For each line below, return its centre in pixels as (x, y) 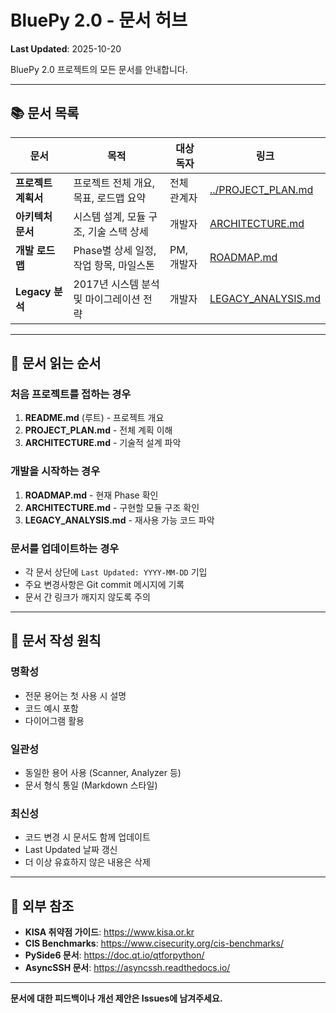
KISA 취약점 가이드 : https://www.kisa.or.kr (109, 932)
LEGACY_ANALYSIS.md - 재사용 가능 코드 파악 (119, 520)
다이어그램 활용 (54, 720)
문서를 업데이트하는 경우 (65, 548)
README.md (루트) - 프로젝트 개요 (94, 418)
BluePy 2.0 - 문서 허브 (99, 20)
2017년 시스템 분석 (116, 284)
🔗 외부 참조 (42, 906)
